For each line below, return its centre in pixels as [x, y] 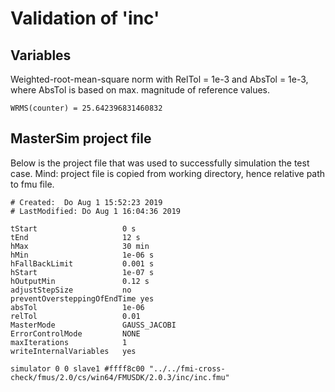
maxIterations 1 [69, 342]
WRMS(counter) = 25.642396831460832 [86, 108]
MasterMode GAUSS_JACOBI [93, 325]
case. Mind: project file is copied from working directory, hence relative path [168, 173]
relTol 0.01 [75, 316]
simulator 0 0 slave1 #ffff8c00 [77, 368]
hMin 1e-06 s [82, 255]
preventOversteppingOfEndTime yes [82, 298]
